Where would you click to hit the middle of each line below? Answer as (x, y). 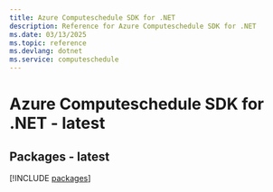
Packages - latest (60, 156)
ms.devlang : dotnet (46, 51)
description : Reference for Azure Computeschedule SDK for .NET (133, 26)
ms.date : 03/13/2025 (48, 34)
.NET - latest (57, 123)
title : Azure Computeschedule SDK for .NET (93, 18)
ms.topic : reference (48, 43)
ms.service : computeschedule (64, 59)
